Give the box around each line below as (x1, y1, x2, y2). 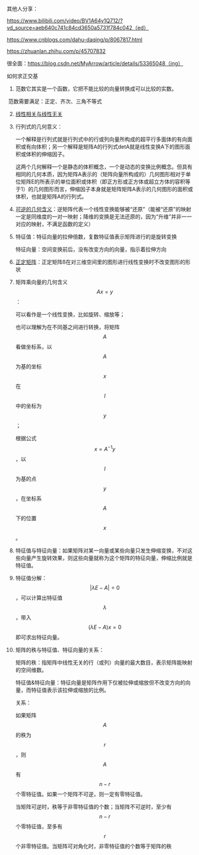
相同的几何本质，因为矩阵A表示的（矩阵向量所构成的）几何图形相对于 (15, 171, 186, 177)
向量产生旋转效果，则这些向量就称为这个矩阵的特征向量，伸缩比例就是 (20, 554, 192, 561)
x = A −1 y (94, 444, 116, 452)
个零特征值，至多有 (15, 823, 63, 830)
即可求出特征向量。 (15, 633, 63, 641)
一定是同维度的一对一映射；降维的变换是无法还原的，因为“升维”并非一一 (15, 213, 192, 220)
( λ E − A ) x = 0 (88, 624, 122, 631)
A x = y (96, 288, 113, 295)
